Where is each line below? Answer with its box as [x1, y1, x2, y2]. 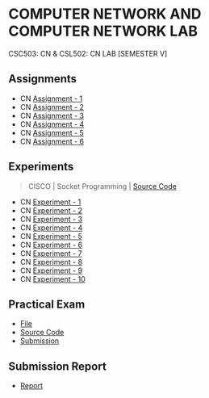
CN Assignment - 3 [19, 111, 85, 120]
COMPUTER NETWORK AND [8, 5, 202, 23]
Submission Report [8, 359, 107, 373]
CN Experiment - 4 [19, 223, 83, 233]
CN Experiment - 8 [19, 257, 83, 266]
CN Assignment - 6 [19, 136, 85, 146]
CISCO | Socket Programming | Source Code [27, 181, 178, 191]
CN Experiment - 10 [19, 274, 86, 283]
